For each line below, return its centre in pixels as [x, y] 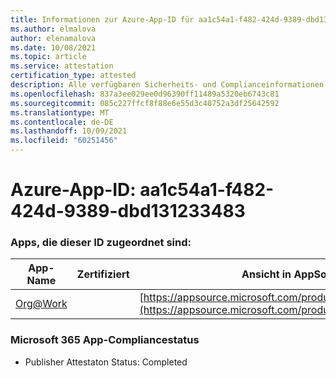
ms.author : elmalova [53, 29]
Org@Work [41, 304]
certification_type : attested [73, 76]
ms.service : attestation [62, 66]
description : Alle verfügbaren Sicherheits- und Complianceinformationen [167, 85]
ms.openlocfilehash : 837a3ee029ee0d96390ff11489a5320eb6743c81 [145, 94]
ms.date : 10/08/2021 [53, 47]
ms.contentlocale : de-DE [62, 122]
